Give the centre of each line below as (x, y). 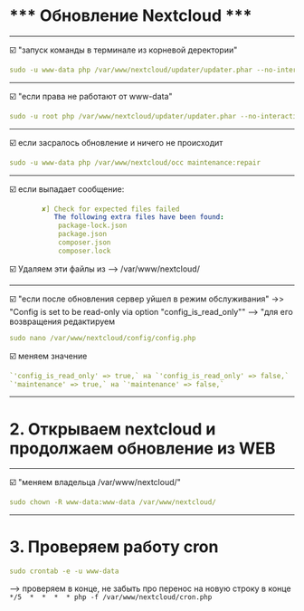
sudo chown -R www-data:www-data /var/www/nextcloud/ (113, 502)
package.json (82, 234)
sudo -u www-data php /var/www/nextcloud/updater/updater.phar (131, 70)
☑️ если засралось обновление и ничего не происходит (116, 142)
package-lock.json (92, 226)
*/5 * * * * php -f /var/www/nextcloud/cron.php (111, 597)
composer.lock (84, 251)
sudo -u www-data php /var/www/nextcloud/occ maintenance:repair (135, 162)
